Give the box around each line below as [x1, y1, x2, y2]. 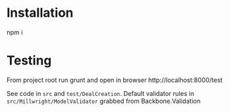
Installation [6, 5, 74, 21]
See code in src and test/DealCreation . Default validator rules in [6, 89, 195, 97]
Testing [6, 52, 52, 69]
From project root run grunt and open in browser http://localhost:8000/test [6, 76, 223, 84]
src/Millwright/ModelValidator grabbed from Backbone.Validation [6, 97, 201, 105]
